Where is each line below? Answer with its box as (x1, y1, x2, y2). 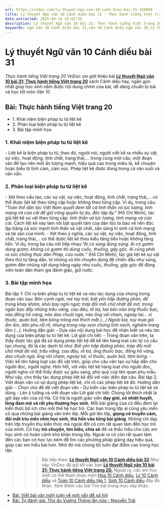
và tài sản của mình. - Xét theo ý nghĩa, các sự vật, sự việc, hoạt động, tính (5, 231, 156, 237)
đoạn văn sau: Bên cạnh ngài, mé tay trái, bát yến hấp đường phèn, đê (5, 295, 148, 302)
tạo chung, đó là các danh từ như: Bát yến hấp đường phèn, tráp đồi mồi (5, 343, 151, 348)
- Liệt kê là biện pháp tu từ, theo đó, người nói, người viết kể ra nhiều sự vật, (5, 150, 158, 156)
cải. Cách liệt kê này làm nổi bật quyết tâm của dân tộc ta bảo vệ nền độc (5, 220, 154, 226)
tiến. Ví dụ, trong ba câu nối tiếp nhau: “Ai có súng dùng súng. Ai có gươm (5, 241, 154, 247)
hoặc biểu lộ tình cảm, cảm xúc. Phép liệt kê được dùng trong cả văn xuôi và (5, 165, 160, 172)
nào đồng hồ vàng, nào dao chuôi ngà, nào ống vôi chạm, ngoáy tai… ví (5, 311, 152, 317)
